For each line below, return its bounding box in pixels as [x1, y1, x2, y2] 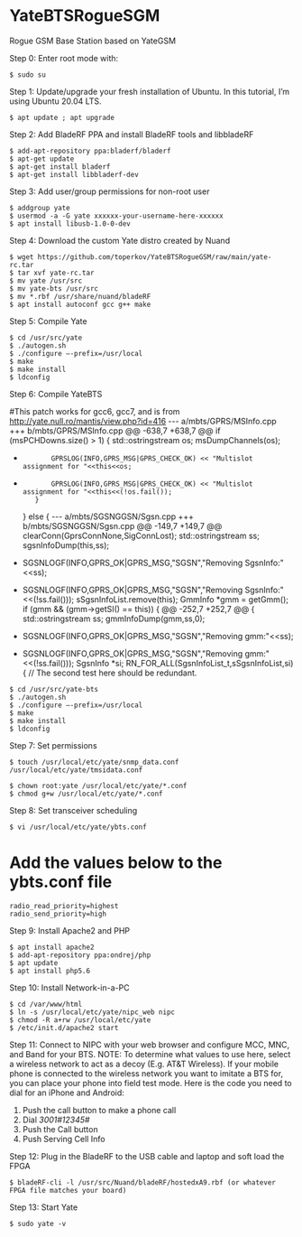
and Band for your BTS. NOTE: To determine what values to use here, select [9, 1048, 291, 1059]
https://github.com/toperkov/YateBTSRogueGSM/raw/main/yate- [37, 252, 272, 262]
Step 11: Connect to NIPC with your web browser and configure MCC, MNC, [9, 1039, 290, 1050]
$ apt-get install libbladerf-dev [9, 170, 140, 179]
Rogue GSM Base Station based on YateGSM [9, 35, 177, 46]
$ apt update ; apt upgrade [9, 113, 115, 122]
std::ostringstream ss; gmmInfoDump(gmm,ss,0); [22, 613, 206, 624]
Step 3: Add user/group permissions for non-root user [9, 186, 210, 197]
